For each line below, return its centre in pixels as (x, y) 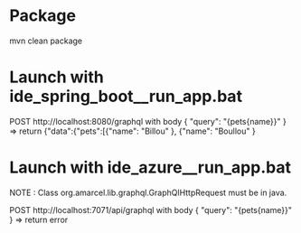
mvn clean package (46, 41)
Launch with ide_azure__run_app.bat (150, 168)
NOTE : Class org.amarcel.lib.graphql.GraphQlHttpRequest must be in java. (148, 192)
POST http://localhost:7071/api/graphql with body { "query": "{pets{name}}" (150, 210)
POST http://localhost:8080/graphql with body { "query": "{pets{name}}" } (148, 121)
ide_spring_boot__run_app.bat (126, 97)
